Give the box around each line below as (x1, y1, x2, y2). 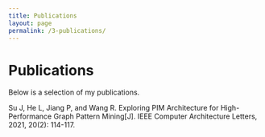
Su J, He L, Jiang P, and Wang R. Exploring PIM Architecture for (8, 103, 219, 113)
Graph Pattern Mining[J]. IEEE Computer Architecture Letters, (53, 111, 258, 121)
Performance (8, 111, 52, 121)
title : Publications (8, 11, 78, 20)
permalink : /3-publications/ (8, 26, 106, 34)
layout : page (8, 19, 52, 27)
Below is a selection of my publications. (8, 87, 140, 97)
